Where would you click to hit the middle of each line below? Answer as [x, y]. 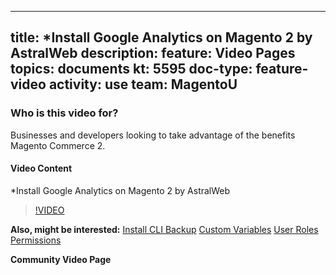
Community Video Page [61, 259]
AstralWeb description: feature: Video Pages [153, 53]
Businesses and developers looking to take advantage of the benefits [153, 135]
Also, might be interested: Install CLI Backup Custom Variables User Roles [164, 229]
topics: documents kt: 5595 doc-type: [131, 69]
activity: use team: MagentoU [143, 84]
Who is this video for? [64, 113]
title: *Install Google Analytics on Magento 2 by [161, 37]
